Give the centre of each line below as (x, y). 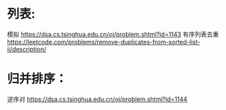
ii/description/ (27, 49)
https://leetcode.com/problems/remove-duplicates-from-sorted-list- (104, 42)
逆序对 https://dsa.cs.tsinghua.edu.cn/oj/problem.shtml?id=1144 (97, 99)
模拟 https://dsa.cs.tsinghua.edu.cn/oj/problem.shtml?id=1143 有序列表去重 (113, 34)
